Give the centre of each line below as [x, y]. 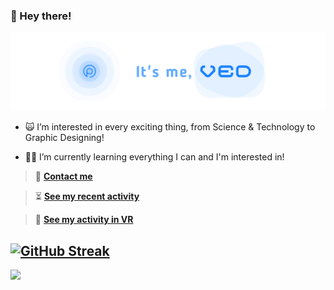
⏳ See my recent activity [87, 196]
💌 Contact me [63, 176]
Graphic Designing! [64, 138]
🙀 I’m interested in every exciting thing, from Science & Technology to [170, 127]
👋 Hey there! [41, 16]
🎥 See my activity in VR [84, 220]
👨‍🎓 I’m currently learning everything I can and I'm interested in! [154, 157]
